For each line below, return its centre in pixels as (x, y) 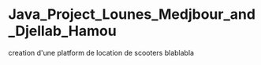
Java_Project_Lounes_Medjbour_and (132, 14)
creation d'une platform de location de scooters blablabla (101, 52)
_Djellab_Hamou (62, 31)
